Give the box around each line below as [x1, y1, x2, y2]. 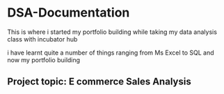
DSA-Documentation [7, 5, 130, 21]
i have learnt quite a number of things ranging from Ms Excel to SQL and [7, 48, 214, 57]
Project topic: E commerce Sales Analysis [7, 76, 191, 88]
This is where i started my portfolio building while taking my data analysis [7, 28, 218, 36]
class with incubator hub [7, 35, 78, 43]
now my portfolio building [7, 55, 81, 64]
